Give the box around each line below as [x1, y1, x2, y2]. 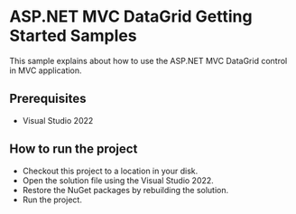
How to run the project [9, 142, 138, 157]
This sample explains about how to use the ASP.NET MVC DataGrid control [9, 55, 288, 66]
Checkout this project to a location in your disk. [22, 165, 199, 176]
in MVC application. [9, 65, 83, 76]
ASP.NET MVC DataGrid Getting [9, 6, 253, 27]
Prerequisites [9, 91, 87, 107]
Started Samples [9, 25, 137, 46]
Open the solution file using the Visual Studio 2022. [22, 174, 214, 186]
